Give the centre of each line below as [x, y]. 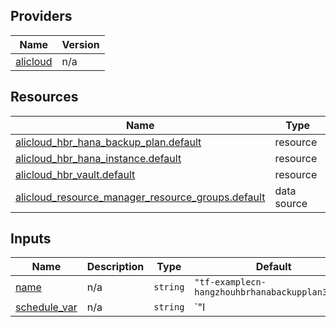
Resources [44, 97]
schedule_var [46, 307]
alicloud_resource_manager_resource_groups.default [140, 197]
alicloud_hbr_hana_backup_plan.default [108, 142]
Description [115, 267]
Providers [41, 16]
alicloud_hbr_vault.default [75, 174]
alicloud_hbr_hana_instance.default [98, 158]
